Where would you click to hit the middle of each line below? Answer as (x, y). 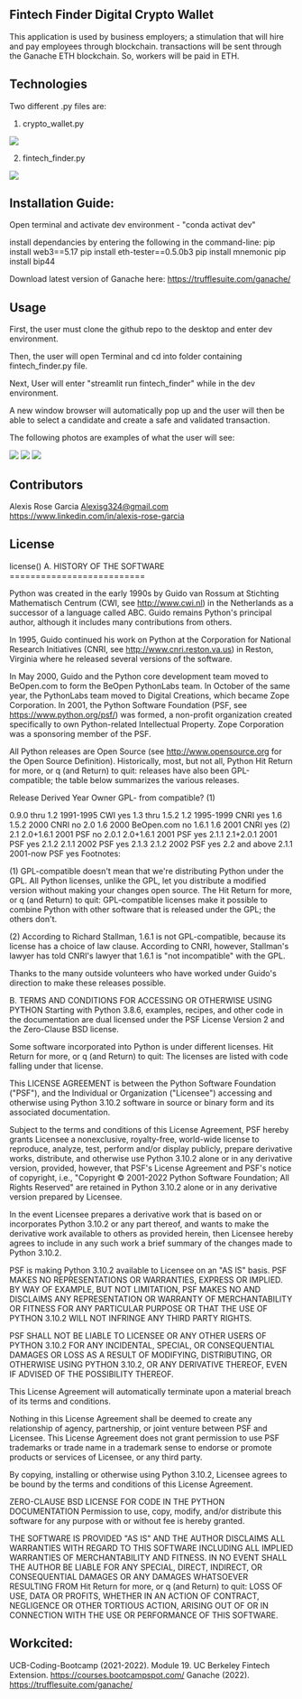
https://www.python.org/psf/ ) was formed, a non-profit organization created (151, 714)
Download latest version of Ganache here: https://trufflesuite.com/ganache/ (150, 279)
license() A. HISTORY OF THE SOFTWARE (87, 566)
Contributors (46, 485)
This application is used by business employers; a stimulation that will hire (146, 36)
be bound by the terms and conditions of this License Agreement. (131, 1484)
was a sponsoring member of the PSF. (80, 733)
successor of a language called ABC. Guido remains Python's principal (141, 612)
